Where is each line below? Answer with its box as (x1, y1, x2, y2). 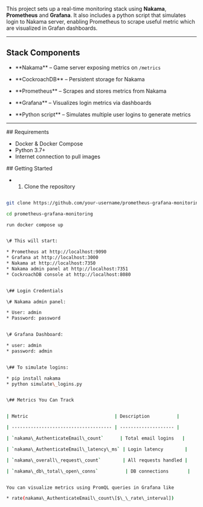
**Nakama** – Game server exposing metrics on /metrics (14, 64, 161, 71)
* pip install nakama (6, 375, 61, 381)
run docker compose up (6, 221, 63, 228)
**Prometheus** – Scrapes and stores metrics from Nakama (14, 87, 167, 95)
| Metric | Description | (6, 414, 180, 420)
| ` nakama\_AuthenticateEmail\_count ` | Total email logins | (6, 435, 185, 442)
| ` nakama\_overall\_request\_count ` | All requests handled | (6, 457, 188, 463)
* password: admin (6, 348, 53, 354)
